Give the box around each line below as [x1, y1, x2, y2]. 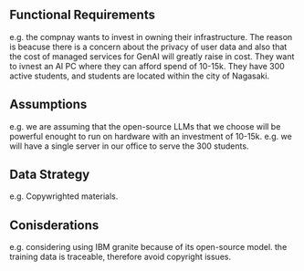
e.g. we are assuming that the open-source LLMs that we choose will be [9, 120, 281, 131]
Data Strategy [9, 167, 90, 182]
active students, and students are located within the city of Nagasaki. [9, 70, 270, 81]
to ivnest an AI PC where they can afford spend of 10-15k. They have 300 [9, 60, 285, 71]
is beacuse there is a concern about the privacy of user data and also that [9, 41, 288, 52]
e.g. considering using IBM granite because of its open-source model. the [9, 242, 288, 253]
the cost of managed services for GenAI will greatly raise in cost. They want [9, 50, 295, 62]
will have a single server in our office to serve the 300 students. [9, 141, 249, 151]
